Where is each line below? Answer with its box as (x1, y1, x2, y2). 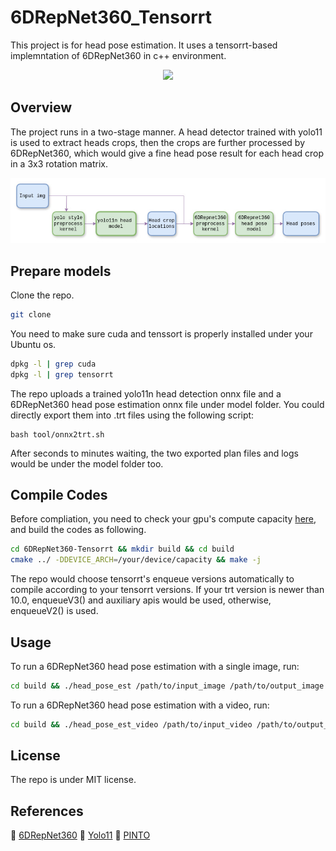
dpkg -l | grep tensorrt (10, 369, 114, 380)
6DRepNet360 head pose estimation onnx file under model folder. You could (10, 398, 325, 410)
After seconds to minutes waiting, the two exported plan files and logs (10, 447, 299, 459)
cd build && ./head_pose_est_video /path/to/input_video (10, 719, 253, 730)
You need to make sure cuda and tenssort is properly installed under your (10, 327, 313, 340)
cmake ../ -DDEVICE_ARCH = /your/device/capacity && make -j (10, 555, 262, 565)
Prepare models (10, 262, 112, 280)
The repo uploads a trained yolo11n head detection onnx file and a (10, 387, 282, 400)
